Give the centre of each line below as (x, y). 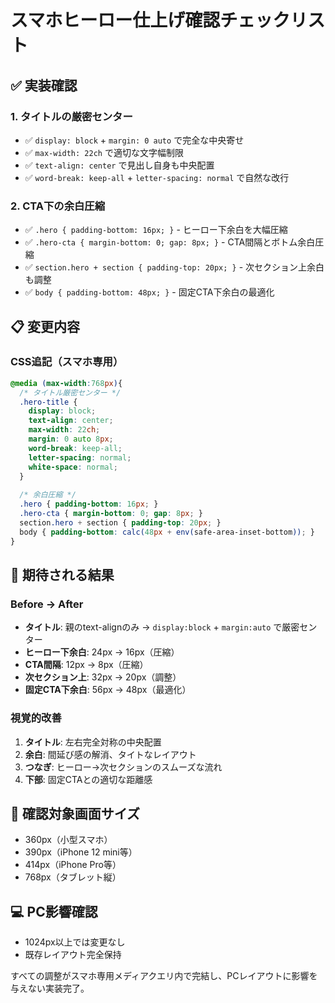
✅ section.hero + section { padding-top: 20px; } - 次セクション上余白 (174, 267)
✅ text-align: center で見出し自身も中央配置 (119, 165)
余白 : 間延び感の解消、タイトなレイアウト (110, 754)
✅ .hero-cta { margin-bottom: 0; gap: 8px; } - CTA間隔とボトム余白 (170, 242)
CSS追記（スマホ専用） (67, 362)
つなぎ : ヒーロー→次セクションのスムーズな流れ (123, 767)
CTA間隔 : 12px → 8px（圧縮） (86, 665)
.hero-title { (48, 402)
